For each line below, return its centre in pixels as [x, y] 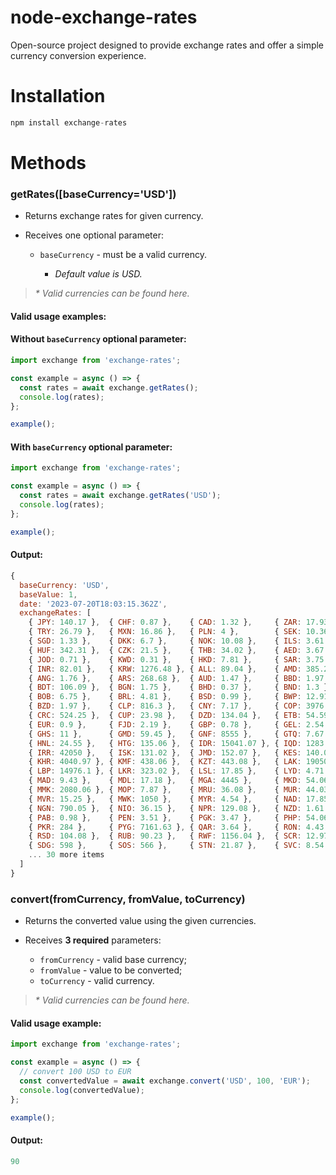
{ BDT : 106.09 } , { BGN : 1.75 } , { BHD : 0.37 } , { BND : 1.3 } [178, 687]
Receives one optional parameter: [94, 235]
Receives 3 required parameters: [93, 940]
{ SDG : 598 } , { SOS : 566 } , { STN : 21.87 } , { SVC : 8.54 [176, 846]
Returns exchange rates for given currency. [114, 216]
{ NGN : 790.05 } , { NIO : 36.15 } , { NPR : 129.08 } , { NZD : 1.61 [176, 808]
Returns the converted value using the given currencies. [140, 921]
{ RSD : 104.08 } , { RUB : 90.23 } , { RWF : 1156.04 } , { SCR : [165, 836]
